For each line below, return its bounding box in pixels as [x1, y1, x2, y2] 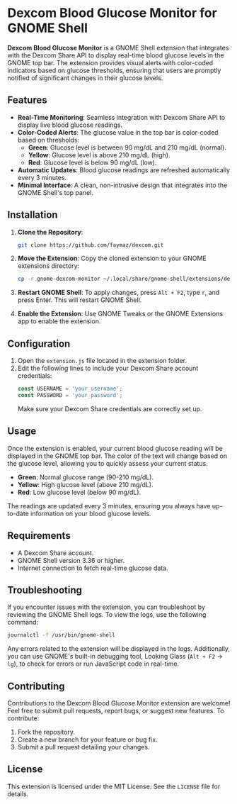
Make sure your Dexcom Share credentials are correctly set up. [17, 404, 202, 413]
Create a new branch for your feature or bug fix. [17, 735, 158, 744]
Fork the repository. [17, 728, 76, 736]
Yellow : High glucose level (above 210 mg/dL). [17, 480, 154, 488]
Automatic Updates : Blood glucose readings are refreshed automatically [17, 165, 231, 174]
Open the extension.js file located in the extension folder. [17, 357, 187, 365]
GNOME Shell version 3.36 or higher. [17, 556, 125, 564]
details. [7, 789, 29, 798]
